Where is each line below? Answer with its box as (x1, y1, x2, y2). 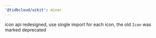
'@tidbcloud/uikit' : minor (5, 7, 62, 13)
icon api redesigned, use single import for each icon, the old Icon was (5, 21, 151, 27)
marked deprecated (5, 26, 46, 33)
